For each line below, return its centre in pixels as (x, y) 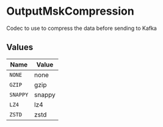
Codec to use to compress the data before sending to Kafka (81, 28)
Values (20, 47)
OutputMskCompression (70, 11)
